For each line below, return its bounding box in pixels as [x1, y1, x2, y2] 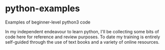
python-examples [5, 3, 80, 14]
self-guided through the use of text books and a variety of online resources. [5, 39, 160, 45]
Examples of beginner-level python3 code [5, 19, 90, 25]
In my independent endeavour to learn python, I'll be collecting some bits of [5, 28, 159, 34]
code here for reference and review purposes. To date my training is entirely [5, 34, 161, 40]
